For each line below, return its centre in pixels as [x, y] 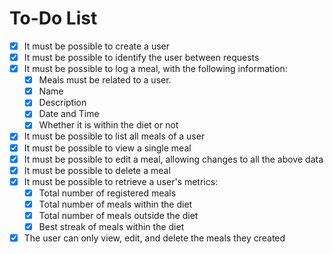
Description [62, 103]
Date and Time [69, 114]
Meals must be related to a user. [105, 80]
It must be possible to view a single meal [107, 148]
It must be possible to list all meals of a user [114, 136]
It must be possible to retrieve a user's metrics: [121, 181]
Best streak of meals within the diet [111, 226]
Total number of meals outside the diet [118, 215]
